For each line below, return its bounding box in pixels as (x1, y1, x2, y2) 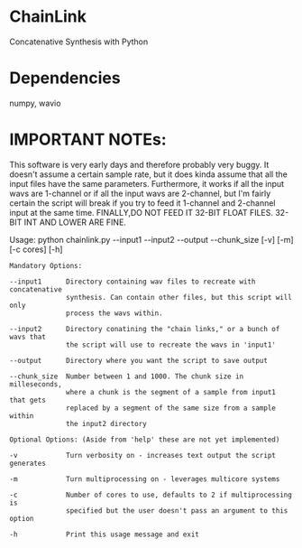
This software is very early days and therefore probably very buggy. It (9, 159, 270, 170)
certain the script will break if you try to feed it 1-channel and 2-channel (9, 197, 276, 209)
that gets (9, 395, 47, 404)
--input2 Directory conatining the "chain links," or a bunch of (9, 324, 280, 333)
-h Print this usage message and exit (9, 530, 200, 539)
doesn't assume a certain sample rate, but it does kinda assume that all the (9, 169, 288, 180)
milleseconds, (9, 379, 63, 389)
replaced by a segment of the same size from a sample (66, 404, 277, 413)
